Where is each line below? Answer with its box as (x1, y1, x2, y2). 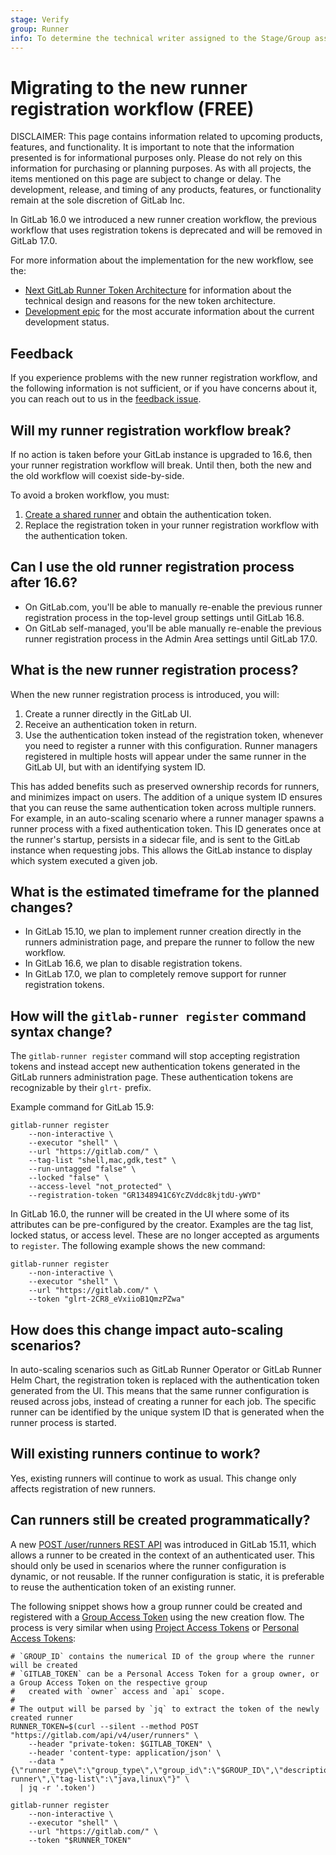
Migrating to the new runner (10, 76, 248, 99)
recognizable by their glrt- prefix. (10, 1082, 152, 1094)
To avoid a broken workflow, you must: (10, 489, 170, 501)
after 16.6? (10, 574, 78, 591)
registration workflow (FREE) (10, 97, 255, 120)
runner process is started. (10, 1417, 117, 1428)
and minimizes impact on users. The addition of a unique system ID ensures (10, 791, 323, 803)
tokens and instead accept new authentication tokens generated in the (10, 1061, 301, 1073)
